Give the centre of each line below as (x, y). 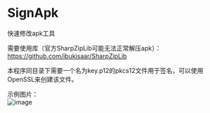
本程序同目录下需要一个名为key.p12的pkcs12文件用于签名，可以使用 (105, 70)
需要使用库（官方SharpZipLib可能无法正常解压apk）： (84, 48)
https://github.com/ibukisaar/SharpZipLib (67, 56)
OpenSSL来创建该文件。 (43, 79)
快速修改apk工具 (31, 33)
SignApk (33, 13)
